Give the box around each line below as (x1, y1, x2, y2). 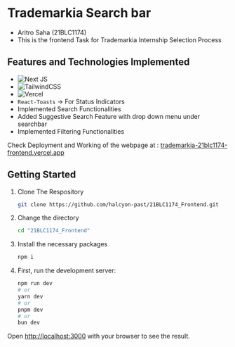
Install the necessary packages (17, 240, 108, 248)
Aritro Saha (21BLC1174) (17, 28, 87, 37)
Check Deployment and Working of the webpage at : (7, 141, 159, 149)
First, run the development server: (17, 266, 116, 275)
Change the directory (17, 213, 79, 222)
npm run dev (17, 280, 53, 287)
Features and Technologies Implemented (7, 56, 190, 68)
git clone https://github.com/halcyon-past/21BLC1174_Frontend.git (17, 201, 219, 208)
